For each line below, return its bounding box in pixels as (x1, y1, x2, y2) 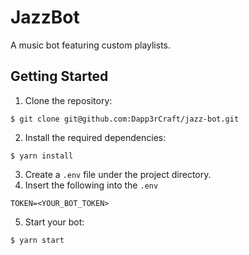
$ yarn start (10, 235, 65, 245)
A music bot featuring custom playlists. (10, 39, 172, 51)
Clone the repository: (24, 94, 113, 106)
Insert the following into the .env (24, 179, 159, 191)
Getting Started (10, 68, 109, 85)
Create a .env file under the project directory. (24, 168, 212, 180)
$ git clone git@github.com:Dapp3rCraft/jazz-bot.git (10, 114, 240, 124)
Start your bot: (24, 216, 85, 228)
